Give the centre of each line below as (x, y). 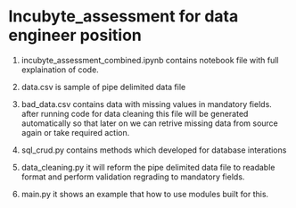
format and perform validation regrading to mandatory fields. (133, 177)
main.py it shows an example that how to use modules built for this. (145, 194)
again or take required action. (75, 132)
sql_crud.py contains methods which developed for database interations (154, 150)
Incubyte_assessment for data (123, 17)
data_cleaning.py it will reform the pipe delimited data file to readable (148, 167)
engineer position (75, 35)
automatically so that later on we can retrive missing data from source (149, 123)
